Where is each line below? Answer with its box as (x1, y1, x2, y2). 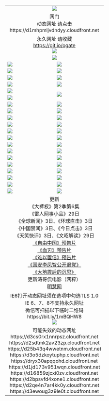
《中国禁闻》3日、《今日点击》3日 (16, 225, 93, 232)
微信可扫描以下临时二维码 (25, 307, 84, 314)
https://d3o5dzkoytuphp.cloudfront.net (9, 351, 99, 358)
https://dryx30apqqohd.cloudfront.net (11, 357, 98, 364)
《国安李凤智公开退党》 (27, 261, 81, 268)
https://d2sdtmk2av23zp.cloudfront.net (9, 339, 100, 346)
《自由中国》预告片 (32, 239, 77, 246)
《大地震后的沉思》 (32, 268, 77, 275)
